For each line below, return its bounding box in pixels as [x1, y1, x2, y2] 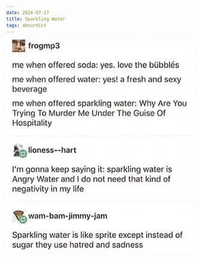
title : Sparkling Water [6, 16, 66, 22]
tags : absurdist [6, 22, 47, 28]
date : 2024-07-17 [6, 10, 50, 16]
